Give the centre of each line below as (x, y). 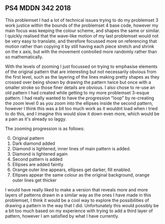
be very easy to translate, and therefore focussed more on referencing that (81, 41)
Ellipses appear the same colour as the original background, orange (81, 175)
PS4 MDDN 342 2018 (38, 8)
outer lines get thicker (34, 180)
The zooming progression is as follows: (45, 129)
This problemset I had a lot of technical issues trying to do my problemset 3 (82, 20)
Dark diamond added (33, 143)
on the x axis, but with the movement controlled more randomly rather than (81, 51)
